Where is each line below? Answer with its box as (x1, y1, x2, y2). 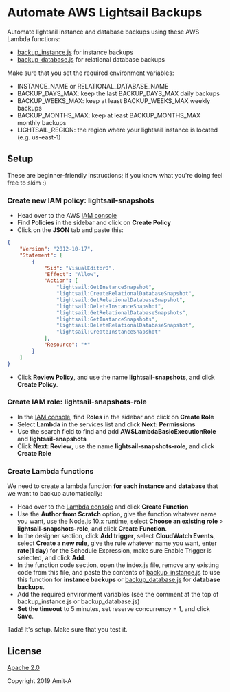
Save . (16, 612, 34, 621)
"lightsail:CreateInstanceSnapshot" (56, 328, 161, 336)
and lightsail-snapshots (16, 435, 87, 443)
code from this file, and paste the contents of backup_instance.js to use (16, 568, 220, 577)
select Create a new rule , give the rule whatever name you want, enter (16, 539, 218, 547)
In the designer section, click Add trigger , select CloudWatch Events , (16, 532, 216, 540)
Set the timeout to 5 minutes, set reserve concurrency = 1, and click (16, 605, 211, 613)
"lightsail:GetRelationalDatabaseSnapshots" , (56, 309, 189, 316)
